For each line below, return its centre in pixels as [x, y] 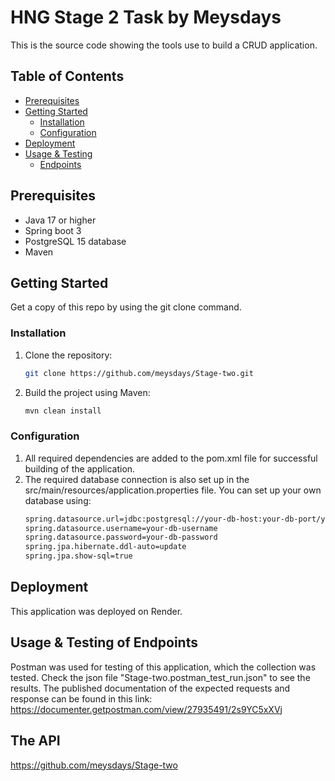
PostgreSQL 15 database [75, 241]
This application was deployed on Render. [96, 611]
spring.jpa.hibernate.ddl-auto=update [105, 547]
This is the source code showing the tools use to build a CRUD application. [164, 45]
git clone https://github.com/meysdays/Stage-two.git [139, 373]
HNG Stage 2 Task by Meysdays [146, 17]
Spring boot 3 [53, 230]
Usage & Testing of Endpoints [104, 642]
